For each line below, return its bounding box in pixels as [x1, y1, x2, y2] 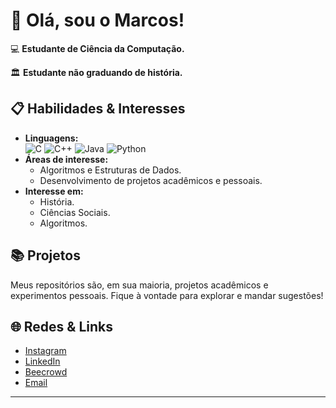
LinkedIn [24, 355, 61, 368]
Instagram [24, 345, 67, 357]
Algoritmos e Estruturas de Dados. [39, 164, 182, 176]
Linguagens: [24, 132, 79, 144]
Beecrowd [24, 366, 68, 378]
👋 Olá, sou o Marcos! [10, 9, 185, 32]
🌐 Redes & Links [10, 318, 113, 335]
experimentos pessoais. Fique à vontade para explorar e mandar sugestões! [10, 289, 324, 301]
